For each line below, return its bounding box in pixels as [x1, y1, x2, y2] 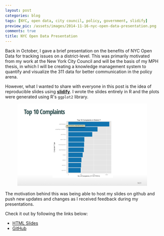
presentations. [5, 201, 34, 207]
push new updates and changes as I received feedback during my [5, 196, 139, 202]
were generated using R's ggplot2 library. [5, 94, 89, 100]
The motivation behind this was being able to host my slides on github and [5, 190, 155, 196]
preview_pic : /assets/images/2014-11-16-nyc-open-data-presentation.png [5, 24, 157, 28]
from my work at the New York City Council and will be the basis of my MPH [5, 58, 159, 64]
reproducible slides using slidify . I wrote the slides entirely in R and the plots [5, 89, 160, 94]
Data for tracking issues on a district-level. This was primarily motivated [5, 53, 150, 59]
